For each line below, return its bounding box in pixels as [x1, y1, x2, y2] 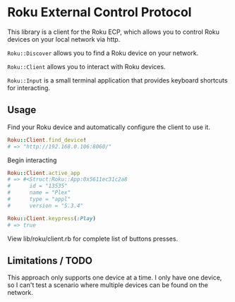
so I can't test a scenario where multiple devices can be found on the [7, 281, 208, 289]
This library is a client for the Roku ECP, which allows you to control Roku [7, 28, 220, 36]
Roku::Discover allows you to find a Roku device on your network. [7, 49, 199, 57]
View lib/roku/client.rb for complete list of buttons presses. [7, 234, 179, 243]
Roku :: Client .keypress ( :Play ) [7, 215, 97, 222]
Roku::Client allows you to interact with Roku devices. [7, 62, 166, 71]
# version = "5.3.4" [7, 202, 83, 209]
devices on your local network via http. [7, 35, 121, 43]
